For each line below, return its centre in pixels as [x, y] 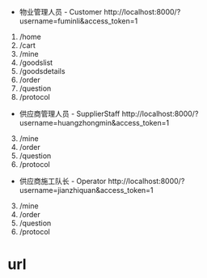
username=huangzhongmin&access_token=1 [94, 123]
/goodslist [36, 62]
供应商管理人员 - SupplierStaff [70, 113]
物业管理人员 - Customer [61, 12]
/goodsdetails [42, 71]
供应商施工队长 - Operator [63, 181]
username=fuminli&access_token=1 [78, 21]
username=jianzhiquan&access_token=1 [87, 190]
